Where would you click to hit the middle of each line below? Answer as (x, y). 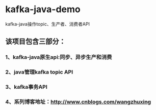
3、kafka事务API (26, 87)
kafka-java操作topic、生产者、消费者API (48, 24)
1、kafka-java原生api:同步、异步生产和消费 (59, 57)
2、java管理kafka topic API (39, 72)
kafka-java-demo (43, 9)
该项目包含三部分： (35, 42)
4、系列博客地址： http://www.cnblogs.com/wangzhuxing (78, 102)
